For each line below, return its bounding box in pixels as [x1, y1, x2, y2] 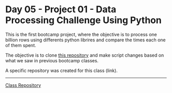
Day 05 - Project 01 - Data [5, 4, 117, 15]
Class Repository [5, 82, 41, 88]
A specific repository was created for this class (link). [5, 67, 118, 74]
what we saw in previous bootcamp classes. [5, 57, 99, 63]
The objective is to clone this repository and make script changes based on [5, 52, 164, 58]
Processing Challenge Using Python [5, 14, 162, 26]
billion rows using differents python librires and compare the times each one [5, 37, 166, 43]
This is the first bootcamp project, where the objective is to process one [5, 31, 157, 37]
